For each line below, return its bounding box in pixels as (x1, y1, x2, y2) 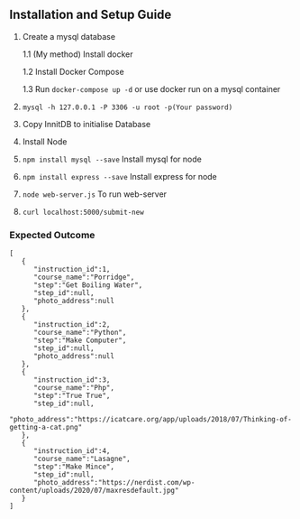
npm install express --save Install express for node (22, 171, 218, 181)
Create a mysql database (22, 31, 115, 42)
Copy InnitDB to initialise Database (22, 118, 151, 129)
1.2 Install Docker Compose (22, 66, 124, 77)
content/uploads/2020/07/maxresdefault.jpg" (9, 487, 179, 496)
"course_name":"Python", (32, 329, 127, 338)
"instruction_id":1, (32, 265, 111, 274)
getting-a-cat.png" (9, 423, 83, 432)
